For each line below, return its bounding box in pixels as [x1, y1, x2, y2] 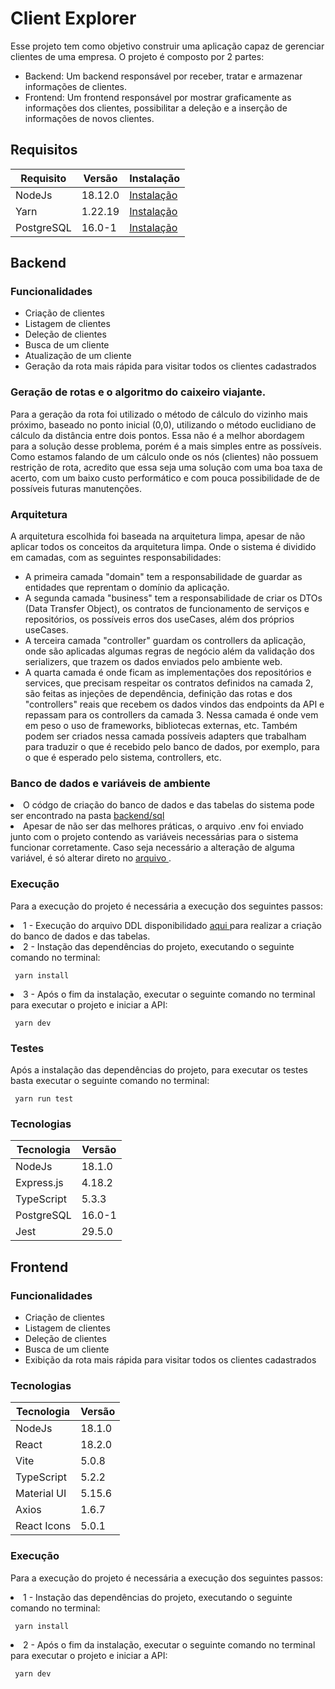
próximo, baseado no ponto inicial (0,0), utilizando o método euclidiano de [10, 418, 317, 431]
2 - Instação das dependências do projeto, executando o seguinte [23, 940, 295, 952]
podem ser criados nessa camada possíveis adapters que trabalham [24, 730, 307, 742]
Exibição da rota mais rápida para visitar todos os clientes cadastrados [24, 1353, 317, 1366]
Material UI [15, 1487, 67, 1501]
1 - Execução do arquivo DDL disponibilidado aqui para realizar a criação [23, 919, 322, 931]
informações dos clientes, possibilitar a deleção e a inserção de [24, 102, 288, 114]
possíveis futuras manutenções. [10, 482, 142, 494]
